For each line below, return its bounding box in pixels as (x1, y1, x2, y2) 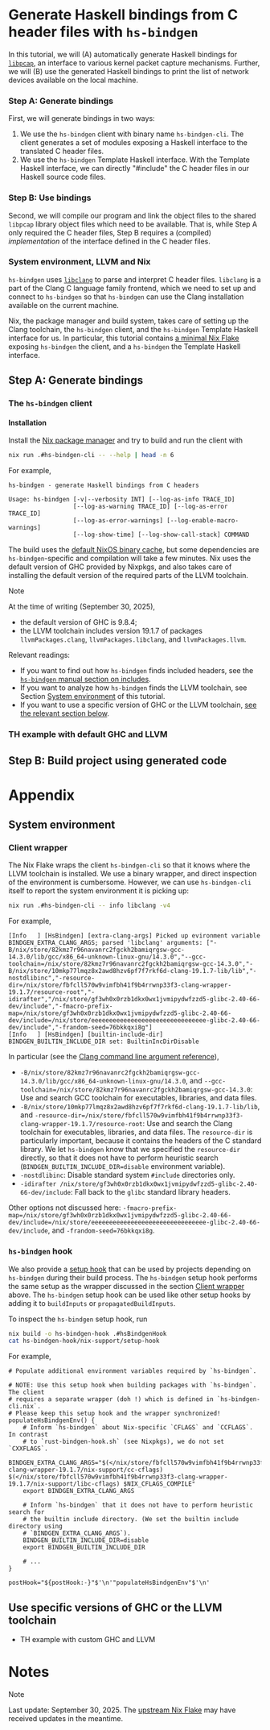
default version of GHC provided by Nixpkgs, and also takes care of (8, 562, 232, 572)
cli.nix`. (8, 1403, 42, 1411)
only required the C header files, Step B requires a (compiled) (8, 227, 211, 237)
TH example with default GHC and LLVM (8, 729, 168, 740)
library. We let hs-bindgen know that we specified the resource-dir (19, 1145, 241, 1154)
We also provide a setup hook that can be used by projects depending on (8, 1264, 252, 1274)
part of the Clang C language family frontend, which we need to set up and (8, 283, 256, 293)
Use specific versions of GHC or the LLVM (8, 1600, 223, 1614)
